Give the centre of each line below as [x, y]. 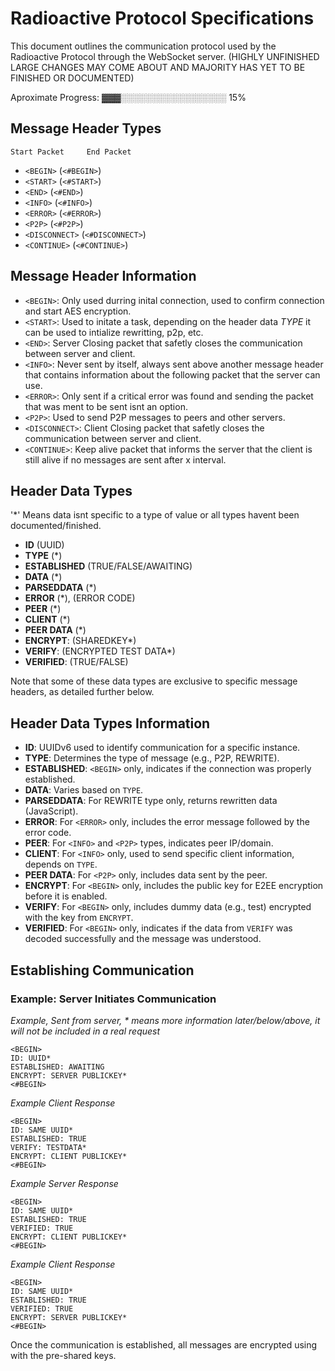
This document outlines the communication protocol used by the [143, 46]
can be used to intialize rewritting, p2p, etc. [114, 332]
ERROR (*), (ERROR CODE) [80, 598]
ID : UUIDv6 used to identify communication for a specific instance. [162, 748]
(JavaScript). [51, 811]
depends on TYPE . [61, 864]
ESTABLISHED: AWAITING [57, 1067]
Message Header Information [103, 276]
